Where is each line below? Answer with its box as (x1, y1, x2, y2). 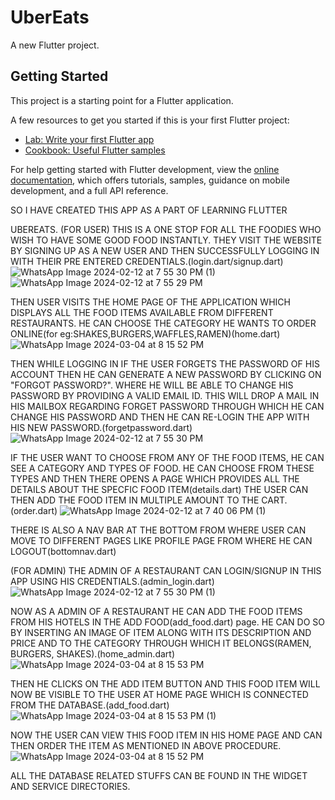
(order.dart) (10, 504, 58, 516)
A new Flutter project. (10, 39, 100, 51)
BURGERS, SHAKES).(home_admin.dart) (10, 647, 175, 660)
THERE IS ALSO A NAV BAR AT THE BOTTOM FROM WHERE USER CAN (10, 524, 307, 536)
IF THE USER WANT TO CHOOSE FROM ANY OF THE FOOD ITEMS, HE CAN (10, 451, 325, 463)
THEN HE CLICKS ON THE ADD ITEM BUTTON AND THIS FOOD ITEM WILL (10, 677, 321, 690)
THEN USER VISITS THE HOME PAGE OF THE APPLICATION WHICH (10, 296, 291, 308)
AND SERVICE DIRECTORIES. (10, 780, 131, 792)
